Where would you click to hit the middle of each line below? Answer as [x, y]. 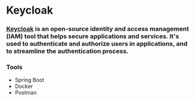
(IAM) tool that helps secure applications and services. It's [93, 36]
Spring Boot [30, 80]
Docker [24, 86]
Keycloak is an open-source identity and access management [97, 29]
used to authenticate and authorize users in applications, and [97, 44]
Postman [26, 93]
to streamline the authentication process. [67, 51]
